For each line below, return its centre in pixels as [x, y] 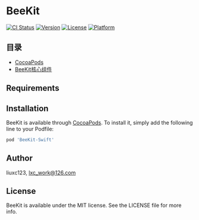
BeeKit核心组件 [33, 69]
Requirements [33, 88]
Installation [27, 108]
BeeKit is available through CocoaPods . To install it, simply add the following [99, 122]
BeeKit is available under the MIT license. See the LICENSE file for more [94, 205]
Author [19, 158]
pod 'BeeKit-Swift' [30, 140]
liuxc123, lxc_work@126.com [41, 173]
